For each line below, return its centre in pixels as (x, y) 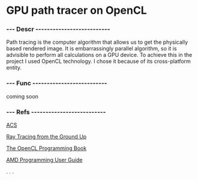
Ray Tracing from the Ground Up (46, 137)
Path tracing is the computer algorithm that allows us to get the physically (97, 42)
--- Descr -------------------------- (58, 29)
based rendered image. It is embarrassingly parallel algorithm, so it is (91, 49)
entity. (14, 68)
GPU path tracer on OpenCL (76, 10)
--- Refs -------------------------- (56, 112)
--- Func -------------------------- (57, 83)
